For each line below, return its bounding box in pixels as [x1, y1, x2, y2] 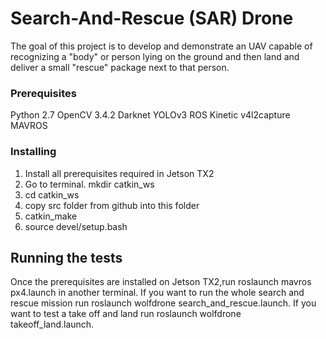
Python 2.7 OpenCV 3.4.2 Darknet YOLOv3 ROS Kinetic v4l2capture [10, 109, 291, 121]
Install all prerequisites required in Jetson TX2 [24, 167, 215, 179]
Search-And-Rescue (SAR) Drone [10, 7, 294, 30]
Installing [10, 145, 57, 159]
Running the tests [10, 249, 123, 266]
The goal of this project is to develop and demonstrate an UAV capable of [10, 40, 313, 52]
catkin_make [24, 210, 78, 222]
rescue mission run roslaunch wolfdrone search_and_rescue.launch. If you [10, 297, 317, 309]
